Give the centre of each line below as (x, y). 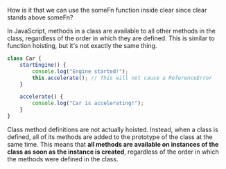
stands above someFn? (40, 17)
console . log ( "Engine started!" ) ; (80, 71)
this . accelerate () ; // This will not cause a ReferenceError (122, 78)
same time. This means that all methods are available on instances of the (113, 144)
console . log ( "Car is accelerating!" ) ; (88, 104)
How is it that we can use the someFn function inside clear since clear (107, 10)
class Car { (24, 58)
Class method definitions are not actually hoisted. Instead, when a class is (113, 129)
